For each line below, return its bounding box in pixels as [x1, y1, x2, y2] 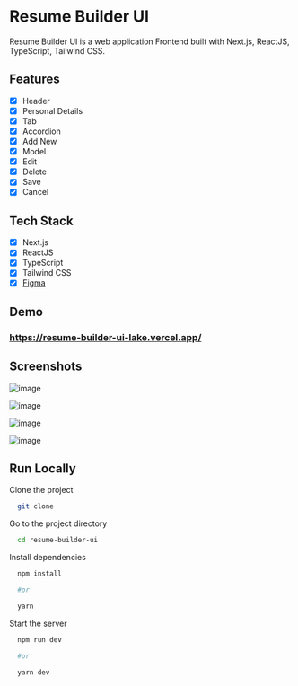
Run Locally [9, 461, 76, 477]
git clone [17, 502, 54, 511]
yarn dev [17, 667, 50, 677]
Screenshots [9, 359, 83, 374]
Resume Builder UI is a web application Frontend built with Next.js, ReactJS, [9, 36, 290, 47]
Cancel [22, 187, 49, 198]
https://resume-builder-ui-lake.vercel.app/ [9, 330, 202, 343]
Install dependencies [9, 552, 87, 563]
